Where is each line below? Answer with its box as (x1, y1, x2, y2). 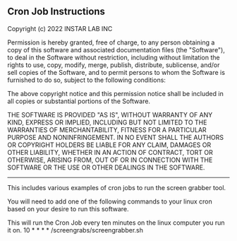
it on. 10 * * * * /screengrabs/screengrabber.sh (7, 225, 143, 234)
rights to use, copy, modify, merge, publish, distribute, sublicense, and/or (7, 60, 220, 69)
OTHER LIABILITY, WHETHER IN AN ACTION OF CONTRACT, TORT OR (7, 148, 213, 156)
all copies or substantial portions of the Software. (7, 97, 150, 105)
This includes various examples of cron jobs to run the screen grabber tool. (7, 183, 226, 192)
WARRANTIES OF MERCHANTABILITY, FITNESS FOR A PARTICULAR (7, 125, 207, 134)
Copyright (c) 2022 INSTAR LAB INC (7, 24, 113, 33)
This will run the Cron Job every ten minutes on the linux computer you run (7, 218, 225, 227)
